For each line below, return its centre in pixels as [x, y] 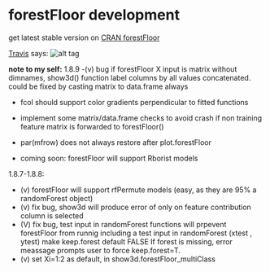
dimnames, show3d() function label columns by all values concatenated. [130, 77]
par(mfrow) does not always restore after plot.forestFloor [116, 142]
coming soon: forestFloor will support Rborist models [109, 158]
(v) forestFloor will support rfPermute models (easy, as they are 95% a [138, 190]
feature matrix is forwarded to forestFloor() [92, 126]
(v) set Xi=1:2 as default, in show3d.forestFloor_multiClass [118, 259]
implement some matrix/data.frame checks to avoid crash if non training [141, 118]
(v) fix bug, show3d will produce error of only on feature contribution [136, 207]
